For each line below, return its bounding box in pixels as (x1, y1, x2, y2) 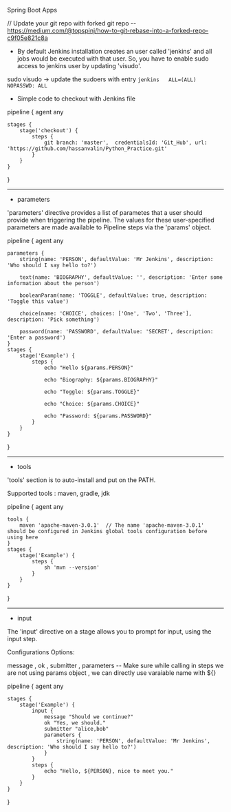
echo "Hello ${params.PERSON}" (43, 364, 134, 371)
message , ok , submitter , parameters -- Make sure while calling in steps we (7, 661, 224, 669)
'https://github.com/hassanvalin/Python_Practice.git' (7, 145, 168, 152)
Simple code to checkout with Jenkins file (16, 94, 136, 103)
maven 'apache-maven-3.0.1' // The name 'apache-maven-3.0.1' (19, 522, 205, 529)
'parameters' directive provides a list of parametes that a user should (7, 209, 203, 216)
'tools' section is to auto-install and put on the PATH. (7, 476, 156, 484)
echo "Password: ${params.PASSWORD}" (43, 413, 153, 419)
